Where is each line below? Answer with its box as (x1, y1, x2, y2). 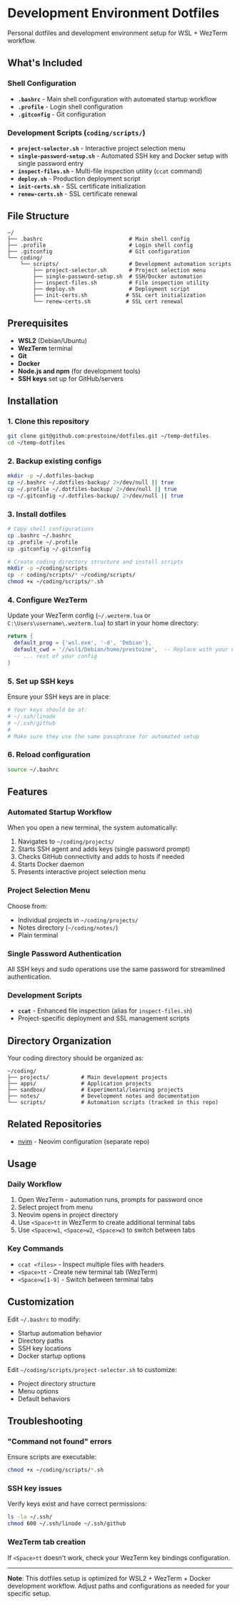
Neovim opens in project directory (17, 1211, 119, 1219)
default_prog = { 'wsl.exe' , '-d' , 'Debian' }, (14, 640, 152, 647)
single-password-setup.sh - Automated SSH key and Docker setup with (17, 151, 229, 160)
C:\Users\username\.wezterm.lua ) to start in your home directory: (7, 619, 199, 627)
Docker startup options (17, 1351, 86, 1360)
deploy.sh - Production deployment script (17, 174, 141, 183)
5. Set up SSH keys (7, 676, 74, 686)
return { (7, 632, 34, 640)
